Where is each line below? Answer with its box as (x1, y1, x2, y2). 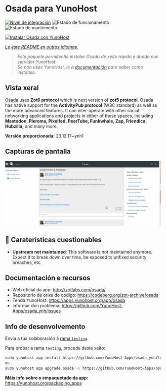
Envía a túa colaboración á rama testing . (5, 335, 88, 341)
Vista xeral (5, 84, 39, 92)
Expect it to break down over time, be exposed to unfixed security (12, 254, 147, 260)
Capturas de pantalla (5, 147, 71, 156)
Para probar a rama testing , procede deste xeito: (5, 345, 106, 351)
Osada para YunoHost (5, 3, 97, 14)
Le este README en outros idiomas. (5, 44, 79, 50)
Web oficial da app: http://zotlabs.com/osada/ (12, 287, 106, 293)
